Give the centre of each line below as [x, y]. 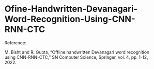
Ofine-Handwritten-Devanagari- [71, 9]
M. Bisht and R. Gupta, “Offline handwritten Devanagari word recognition [77, 52]
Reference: [15, 42]
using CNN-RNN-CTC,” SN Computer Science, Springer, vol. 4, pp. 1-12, [76, 57]
